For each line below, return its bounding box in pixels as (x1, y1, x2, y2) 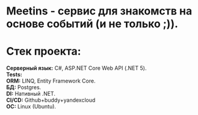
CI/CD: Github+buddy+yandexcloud (6, 96, 96, 104)
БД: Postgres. (6, 84, 42, 91)
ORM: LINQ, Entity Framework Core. (6, 77, 96, 85)
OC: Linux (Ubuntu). (6, 103, 56, 110)
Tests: (6, 71, 22, 78)
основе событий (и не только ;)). (6, 17, 179, 31)
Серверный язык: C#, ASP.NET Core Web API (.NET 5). (6, 64, 147, 72)
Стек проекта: (6, 45, 81, 58)
